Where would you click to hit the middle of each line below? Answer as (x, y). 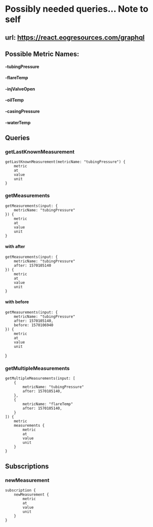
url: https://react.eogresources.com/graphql (75, 37)
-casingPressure (22, 111)
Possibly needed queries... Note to (77, 9)
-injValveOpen (20, 89)
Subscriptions (27, 466)
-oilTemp (14, 100)
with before (17, 302)
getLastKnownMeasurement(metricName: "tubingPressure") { (65, 162)
